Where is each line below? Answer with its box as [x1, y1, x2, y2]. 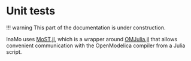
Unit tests [6, 4, 56, 18]
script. [6, 48, 22, 55]
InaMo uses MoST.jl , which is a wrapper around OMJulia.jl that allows [6, 35, 178, 42]
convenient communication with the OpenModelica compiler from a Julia [6, 42, 186, 49]
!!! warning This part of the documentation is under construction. [6, 24, 166, 31]
